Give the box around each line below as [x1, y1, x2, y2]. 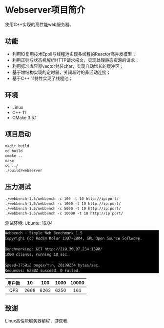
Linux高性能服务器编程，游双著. [5, 318, 69, 324]
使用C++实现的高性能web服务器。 [5, 21, 74, 27]
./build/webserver [5, 168, 42, 173]
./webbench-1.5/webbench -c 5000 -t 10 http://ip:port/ [5, 206, 121, 211]
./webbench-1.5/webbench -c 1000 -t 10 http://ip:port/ [5, 201, 121, 206]
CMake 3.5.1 [12, 115, 37, 120]
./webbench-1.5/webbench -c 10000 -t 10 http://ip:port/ [5, 211, 123, 216]
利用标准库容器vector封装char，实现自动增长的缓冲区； [12, 63, 124, 69]
